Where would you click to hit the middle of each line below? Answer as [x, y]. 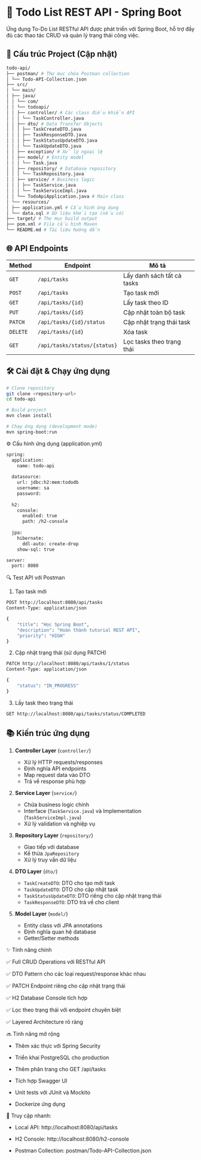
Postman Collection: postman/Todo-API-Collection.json [83, 1151]
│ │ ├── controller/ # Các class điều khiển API [71, 113]
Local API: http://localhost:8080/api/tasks [66, 1128]
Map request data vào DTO [57, 775]
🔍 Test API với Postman [36, 578]
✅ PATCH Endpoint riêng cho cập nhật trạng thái [66, 986]
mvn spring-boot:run [32, 432]
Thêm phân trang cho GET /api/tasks [60, 1069]
